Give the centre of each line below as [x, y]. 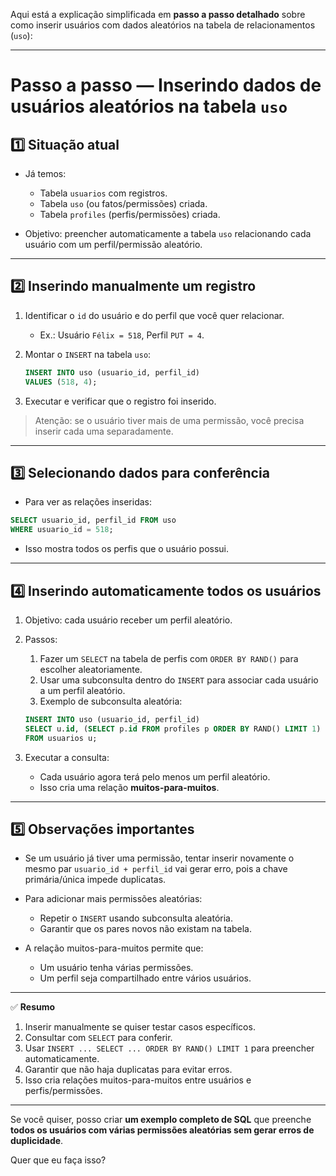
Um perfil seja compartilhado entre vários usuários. [145, 978]
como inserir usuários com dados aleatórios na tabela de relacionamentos [163, 25]
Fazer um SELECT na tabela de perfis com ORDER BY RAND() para [169, 658]
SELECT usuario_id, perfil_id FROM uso [93, 520]
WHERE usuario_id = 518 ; [62, 530]
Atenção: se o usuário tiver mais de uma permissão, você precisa [169, 420]
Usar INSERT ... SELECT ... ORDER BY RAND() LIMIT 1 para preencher [169, 1048]
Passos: [41, 639]
